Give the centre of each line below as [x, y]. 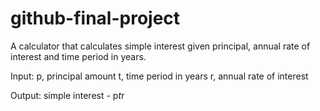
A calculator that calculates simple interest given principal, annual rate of [160, 46]
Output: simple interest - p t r [67, 95]
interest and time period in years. [78, 56]
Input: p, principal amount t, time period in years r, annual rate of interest [159, 76]
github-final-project [95, 18]
